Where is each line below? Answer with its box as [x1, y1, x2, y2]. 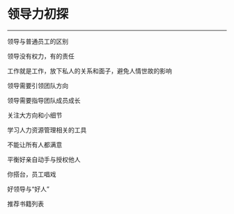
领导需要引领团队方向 [7, 81, 68, 90]
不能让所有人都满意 [7, 140, 63, 149]
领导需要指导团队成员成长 [7, 96, 81, 104]
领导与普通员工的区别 [7, 37, 68, 45]
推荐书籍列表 [7, 199, 44, 208]
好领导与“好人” [7, 185, 50, 193]
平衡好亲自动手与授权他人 [7, 155, 81, 163]
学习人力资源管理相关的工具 [7, 126, 87, 134]
